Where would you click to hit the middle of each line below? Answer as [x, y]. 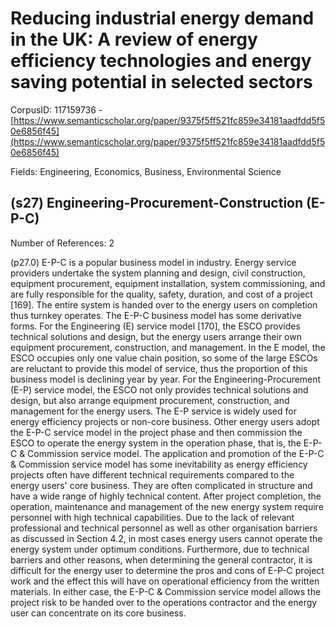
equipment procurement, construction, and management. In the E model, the [168, 347]
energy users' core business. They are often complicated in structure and [161, 485]
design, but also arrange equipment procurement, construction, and [150, 400]
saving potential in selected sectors [161, 82]
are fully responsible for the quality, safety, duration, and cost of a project [161, 294]
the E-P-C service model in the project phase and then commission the [156, 432]
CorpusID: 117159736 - [56, 109]
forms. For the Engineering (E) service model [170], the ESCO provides [155, 326]
